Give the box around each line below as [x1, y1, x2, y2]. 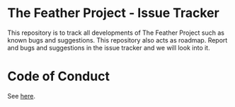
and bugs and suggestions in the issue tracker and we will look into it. [7, 43, 210, 52]
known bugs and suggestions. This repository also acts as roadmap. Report [7, 35, 228, 44]
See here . [7, 91, 35, 100]
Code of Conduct [7, 69, 110, 84]
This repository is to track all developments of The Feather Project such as [7, 28, 225, 37]
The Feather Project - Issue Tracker [7, 5, 219, 21]
